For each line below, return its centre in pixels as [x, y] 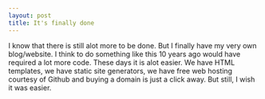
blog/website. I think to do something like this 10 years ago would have [125, 54]
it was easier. [30, 87]
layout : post [30, 15]
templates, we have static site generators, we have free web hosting [121, 70]
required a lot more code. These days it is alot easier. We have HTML [122, 62]
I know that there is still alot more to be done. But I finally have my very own [132, 45]
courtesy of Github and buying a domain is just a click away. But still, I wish [132, 79]
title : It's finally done [51, 23]
